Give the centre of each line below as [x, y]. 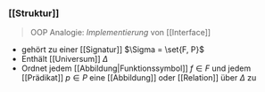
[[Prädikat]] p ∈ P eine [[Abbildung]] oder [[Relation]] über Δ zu [139, 78]
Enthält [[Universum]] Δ [65, 59]
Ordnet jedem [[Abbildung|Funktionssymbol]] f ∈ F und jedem [136, 68]
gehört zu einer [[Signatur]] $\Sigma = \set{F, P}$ [112, 50]
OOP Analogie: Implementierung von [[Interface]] [120, 33]
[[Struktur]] [34, 13]
